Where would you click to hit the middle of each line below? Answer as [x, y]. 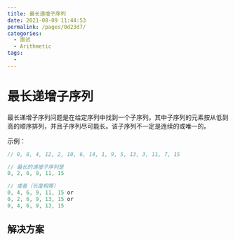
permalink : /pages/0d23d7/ [47, 27]
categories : [25, 33]
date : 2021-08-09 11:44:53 [47, 20]
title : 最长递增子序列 [37, 14]
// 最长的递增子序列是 [36, 167]
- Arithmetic [33, 46]
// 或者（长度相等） [33, 186]
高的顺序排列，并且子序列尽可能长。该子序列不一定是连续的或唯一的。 [109, 126]
